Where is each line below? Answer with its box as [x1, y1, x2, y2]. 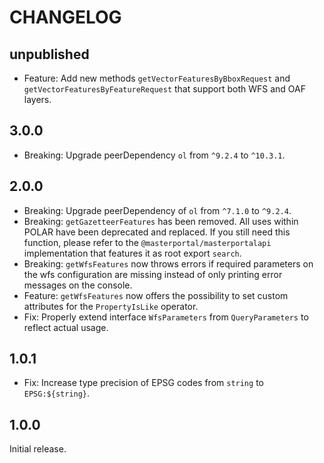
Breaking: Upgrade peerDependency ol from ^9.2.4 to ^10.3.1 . [23, 149, 286, 161]
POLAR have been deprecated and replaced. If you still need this [23, 226, 291, 238]
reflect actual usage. [23, 321, 109, 333]
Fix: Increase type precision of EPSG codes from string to [23, 377, 264, 389]
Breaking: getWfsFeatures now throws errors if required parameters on [23, 257, 314, 270]
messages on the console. [23, 279, 133, 291]
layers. [23, 94, 52, 105]
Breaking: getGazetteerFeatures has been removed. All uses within [23, 215, 299, 227]
